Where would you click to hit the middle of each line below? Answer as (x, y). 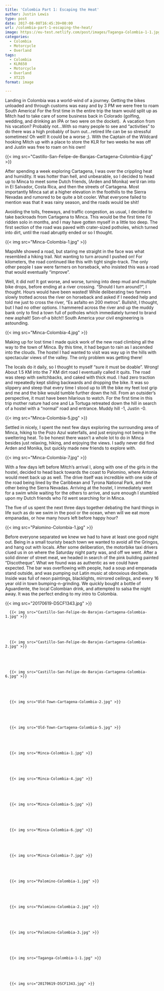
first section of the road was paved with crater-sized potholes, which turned (82, 227)
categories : (17, 37)
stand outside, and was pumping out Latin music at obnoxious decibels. (77, 573)
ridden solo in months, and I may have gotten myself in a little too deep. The (81, 222)
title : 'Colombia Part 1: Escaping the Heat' (52, 10)
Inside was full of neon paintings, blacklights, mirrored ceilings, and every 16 (82, 578)
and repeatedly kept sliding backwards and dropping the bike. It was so (77, 382)
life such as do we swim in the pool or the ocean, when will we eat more (77, 512)
